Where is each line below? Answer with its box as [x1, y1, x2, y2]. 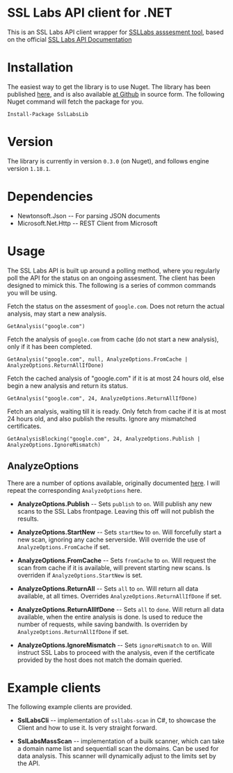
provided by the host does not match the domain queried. [17, 656, 183, 664]
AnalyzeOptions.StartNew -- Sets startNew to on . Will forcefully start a [17, 528, 222, 536]
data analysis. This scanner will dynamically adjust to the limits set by [17, 752, 217, 760]
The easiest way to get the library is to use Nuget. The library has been [7, 82, 211, 91]
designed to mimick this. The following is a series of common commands [7, 281, 216, 289]
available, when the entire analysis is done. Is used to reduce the [17, 612, 203, 621]
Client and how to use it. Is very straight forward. [17, 724, 158, 732]
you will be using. [7, 288, 58, 297]
